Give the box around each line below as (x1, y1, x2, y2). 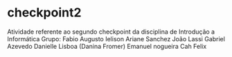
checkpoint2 (7, 5, 82, 21)
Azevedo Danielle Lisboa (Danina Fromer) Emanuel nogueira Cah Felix (7, 42, 207, 50)
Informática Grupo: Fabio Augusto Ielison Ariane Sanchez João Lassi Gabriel (7, 34, 225, 43)
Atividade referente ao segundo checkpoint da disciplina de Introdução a (7, 27, 215, 36)
